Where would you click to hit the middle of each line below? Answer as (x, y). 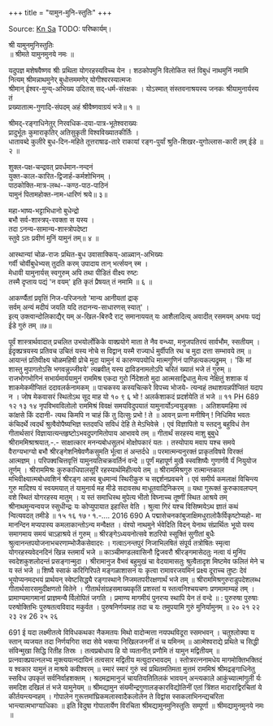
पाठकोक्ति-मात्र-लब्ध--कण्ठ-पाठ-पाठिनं (58, 185)
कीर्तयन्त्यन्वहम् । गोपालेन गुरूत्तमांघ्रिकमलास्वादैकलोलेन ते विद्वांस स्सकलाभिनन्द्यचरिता (117, 696)
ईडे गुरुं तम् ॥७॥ (30, 326)
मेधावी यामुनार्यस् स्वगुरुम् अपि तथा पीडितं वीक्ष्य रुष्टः (73, 273)
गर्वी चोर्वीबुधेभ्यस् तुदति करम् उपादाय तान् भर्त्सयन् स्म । (78, 263)
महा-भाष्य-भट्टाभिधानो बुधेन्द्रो (44, 211)
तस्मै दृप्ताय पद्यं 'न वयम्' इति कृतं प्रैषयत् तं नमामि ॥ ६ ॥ (80, 282)
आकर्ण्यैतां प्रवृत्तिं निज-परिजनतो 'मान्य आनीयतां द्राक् (74, 298)
